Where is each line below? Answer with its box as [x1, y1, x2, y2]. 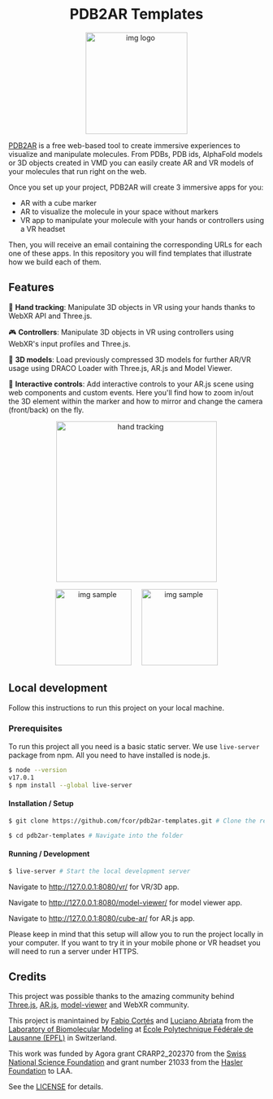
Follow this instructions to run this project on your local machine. [8, 703, 225, 713]
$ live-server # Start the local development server [8, 867, 191, 875]
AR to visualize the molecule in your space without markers [19, 207, 219, 216]
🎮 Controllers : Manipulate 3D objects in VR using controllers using [8, 327, 234, 337]
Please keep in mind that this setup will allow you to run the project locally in [8, 929, 264, 939]
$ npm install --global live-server [8, 781, 132, 789]
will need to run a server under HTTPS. [8, 946, 139, 956]
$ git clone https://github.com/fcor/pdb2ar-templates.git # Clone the [8, 817, 256, 825]
